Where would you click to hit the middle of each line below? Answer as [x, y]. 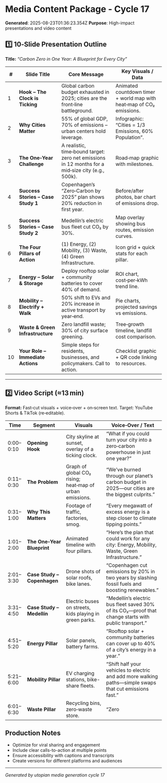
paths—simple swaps [131, 683]
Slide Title [38, 74]
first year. [73, 209]
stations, [76, 679]
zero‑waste [79, 709]
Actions [29, 363]
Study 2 [29, 233]
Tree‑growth [130, 324]
